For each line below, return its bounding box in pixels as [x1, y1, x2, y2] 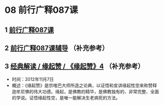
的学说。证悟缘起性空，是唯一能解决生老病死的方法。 [11, 95, 121, 101]
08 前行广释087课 [4, 4, 79, 16]
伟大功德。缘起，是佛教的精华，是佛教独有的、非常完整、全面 [33, 88, 159, 94]
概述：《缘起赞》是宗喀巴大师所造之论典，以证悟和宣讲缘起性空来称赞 [11, 82, 153, 88]
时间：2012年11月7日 [11, 76, 54, 82]
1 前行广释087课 [4, 26, 54, 34]
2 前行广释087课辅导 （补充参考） [4, 44, 109, 52]
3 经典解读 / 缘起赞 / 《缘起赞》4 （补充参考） [4, 62, 144, 70]
